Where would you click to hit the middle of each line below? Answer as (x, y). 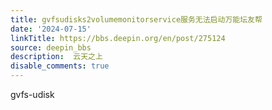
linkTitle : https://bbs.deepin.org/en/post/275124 (118, 38)
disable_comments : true (60, 66)
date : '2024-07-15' (51, 29)
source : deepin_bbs (51, 47)
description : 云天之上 (56, 57)
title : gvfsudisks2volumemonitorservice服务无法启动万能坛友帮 (136, 19)
